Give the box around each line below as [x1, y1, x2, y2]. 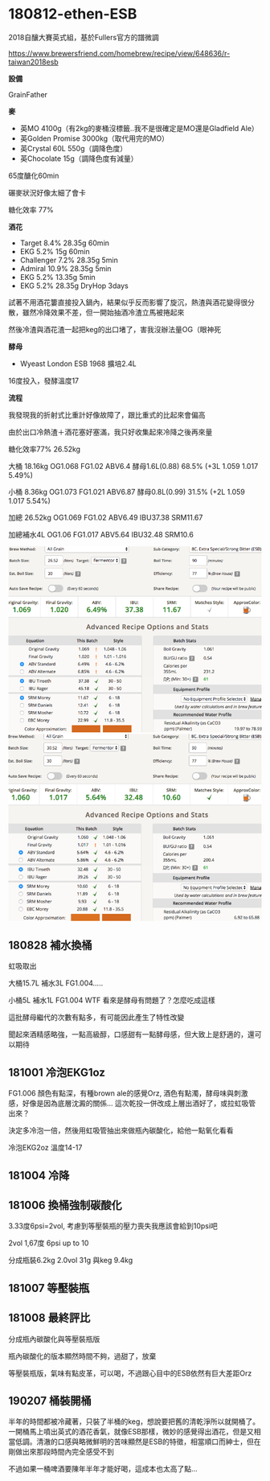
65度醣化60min [8, 171, 59, 180]
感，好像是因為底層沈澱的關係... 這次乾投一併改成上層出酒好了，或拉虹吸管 [8, 1099, 256, 1109]
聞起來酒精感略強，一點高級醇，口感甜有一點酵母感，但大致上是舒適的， [8, 1030, 247, 1039]
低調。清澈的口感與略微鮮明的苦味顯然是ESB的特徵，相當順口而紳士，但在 [14, 1437, 261, 1446]
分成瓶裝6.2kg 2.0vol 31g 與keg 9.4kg [8, 1256, 133, 1265]
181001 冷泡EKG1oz [8, 1065, 106, 1079]
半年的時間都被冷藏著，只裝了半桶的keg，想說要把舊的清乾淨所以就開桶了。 [8, 1417, 260, 1426]
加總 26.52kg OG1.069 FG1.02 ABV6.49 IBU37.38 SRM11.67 [8, 512, 203, 522]
